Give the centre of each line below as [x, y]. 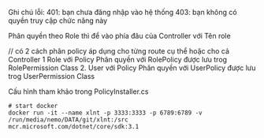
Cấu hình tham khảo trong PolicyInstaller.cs [78, 91]
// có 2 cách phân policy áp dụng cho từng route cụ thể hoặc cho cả [119, 51]
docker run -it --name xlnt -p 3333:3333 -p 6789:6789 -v [105, 113]
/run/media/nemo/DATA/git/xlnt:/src [68, 120]
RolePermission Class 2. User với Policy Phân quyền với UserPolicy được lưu [132, 68]
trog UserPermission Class [52, 76]
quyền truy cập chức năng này [58, 21]
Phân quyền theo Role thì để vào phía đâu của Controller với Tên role [119, 36]
